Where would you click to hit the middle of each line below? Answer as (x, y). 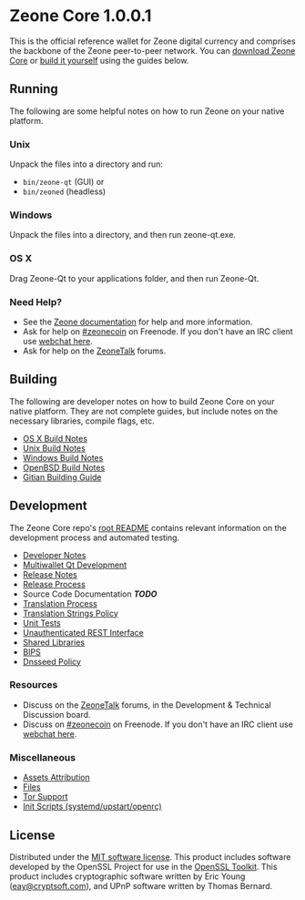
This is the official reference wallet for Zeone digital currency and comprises (152, 41)
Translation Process (60, 603)
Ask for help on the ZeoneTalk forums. (94, 351)
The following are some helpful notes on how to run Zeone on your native (147, 111)
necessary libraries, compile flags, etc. (82, 421)
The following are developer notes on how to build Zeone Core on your (142, 401)
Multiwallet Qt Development (75, 565)
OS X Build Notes (55, 438)
